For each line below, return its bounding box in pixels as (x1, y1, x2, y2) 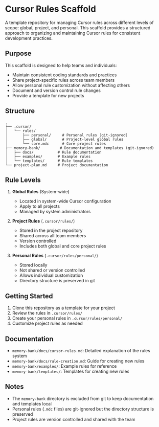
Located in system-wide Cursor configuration (19, 198, 112, 204)
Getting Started (5, 292, 53, 300)
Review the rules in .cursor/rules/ (12, 310, 83, 316)
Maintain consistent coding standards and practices (12, 72, 117, 78)
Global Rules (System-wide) (12, 189, 69, 195)
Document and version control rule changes (12, 87, 101, 93)
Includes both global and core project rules (19, 243, 107, 249)
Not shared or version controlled (19, 268, 85, 273)
